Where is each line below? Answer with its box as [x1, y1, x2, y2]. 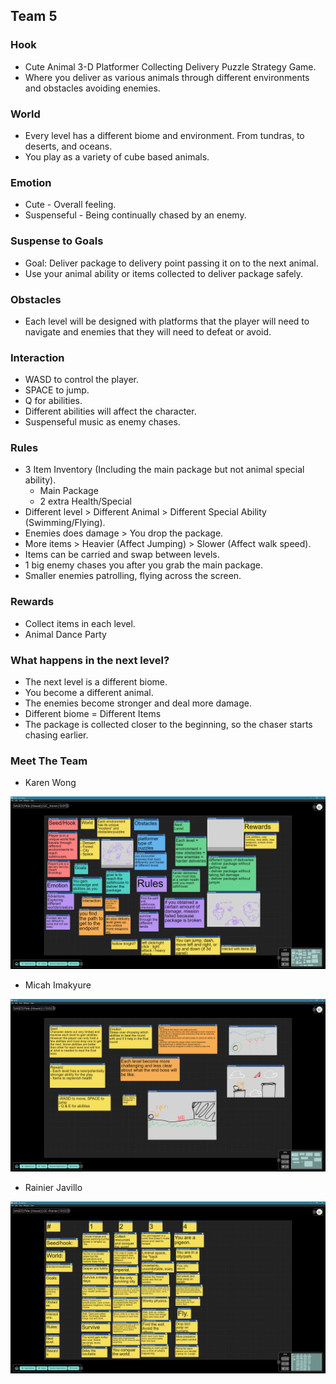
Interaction [10, 350, 65, 364]
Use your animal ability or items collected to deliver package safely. [24, 267, 304, 279]
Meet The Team [10, 754, 88, 768]
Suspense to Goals [10, 234, 104, 248]
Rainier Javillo [24, 1181, 83, 1193]
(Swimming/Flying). [24, 517, 106, 529]
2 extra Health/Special [39, 495, 132, 508]
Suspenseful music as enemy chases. [24, 416, 181, 428]
